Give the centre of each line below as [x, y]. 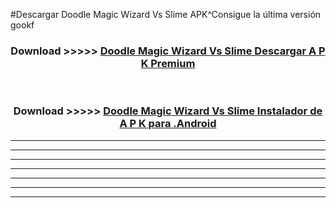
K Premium [168, 63]
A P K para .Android [168, 124]
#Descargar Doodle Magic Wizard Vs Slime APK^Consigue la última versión [166, 14]
